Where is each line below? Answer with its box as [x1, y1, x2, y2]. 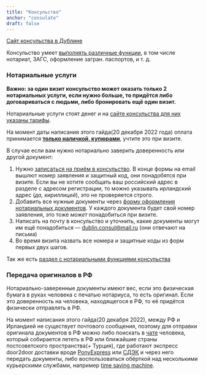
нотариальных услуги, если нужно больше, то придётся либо [6, 91, 173, 99]
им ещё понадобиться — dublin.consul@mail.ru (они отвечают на [15, 223, 186, 231]
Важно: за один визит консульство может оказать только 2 [6, 85, 167, 92]
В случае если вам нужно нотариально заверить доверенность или [6, 147, 185, 154]
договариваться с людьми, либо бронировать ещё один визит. [6, 98, 177, 105]
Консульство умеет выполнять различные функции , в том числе [6, 49, 176, 56]
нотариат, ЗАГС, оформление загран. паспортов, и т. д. [6, 56, 151, 63]
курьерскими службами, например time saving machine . [6, 361, 155, 369]
